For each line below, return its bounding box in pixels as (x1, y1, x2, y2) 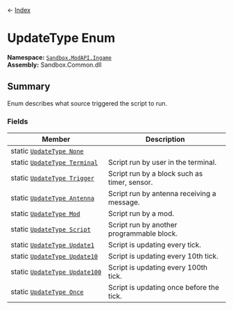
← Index (7, 6, 31, 14)
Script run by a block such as (107, 169, 203, 179)
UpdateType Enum (7, 31, 116, 46)
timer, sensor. (107, 177, 153, 187)
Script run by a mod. (107, 209, 175, 218)
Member (41, 135, 71, 145)
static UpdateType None (10, 146, 85, 156)
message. (107, 197, 140, 207)
